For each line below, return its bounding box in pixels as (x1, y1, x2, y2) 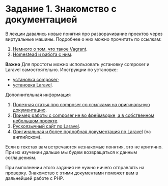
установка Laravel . (12, 82, 53, 88)
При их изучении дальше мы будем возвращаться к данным (5, 149, 137, 155)
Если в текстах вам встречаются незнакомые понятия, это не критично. (5, 143, 163, 150)
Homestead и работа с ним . (12, 51, 73, 57)
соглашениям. (5, 154, 37, 161)
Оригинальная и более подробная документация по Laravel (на (12, 128, 151, 135)
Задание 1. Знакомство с (5, 3, 117, 15)
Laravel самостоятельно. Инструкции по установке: (5, 67, 118, 73)
